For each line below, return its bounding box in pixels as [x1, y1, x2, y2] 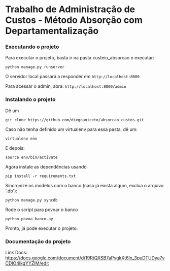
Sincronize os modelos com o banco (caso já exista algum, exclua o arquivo [5, 182, 164, 188]
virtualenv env [5, 136, 38, 141]
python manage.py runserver [5, 64, 65, 70]
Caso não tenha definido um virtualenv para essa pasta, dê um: [5, 126, 138, 132]
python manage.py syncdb [5, 197, 58, 202]
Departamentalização [5, 25, 99, 37]
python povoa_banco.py [5, 216, 53, 221]
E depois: [5, 145, 25, 151]
